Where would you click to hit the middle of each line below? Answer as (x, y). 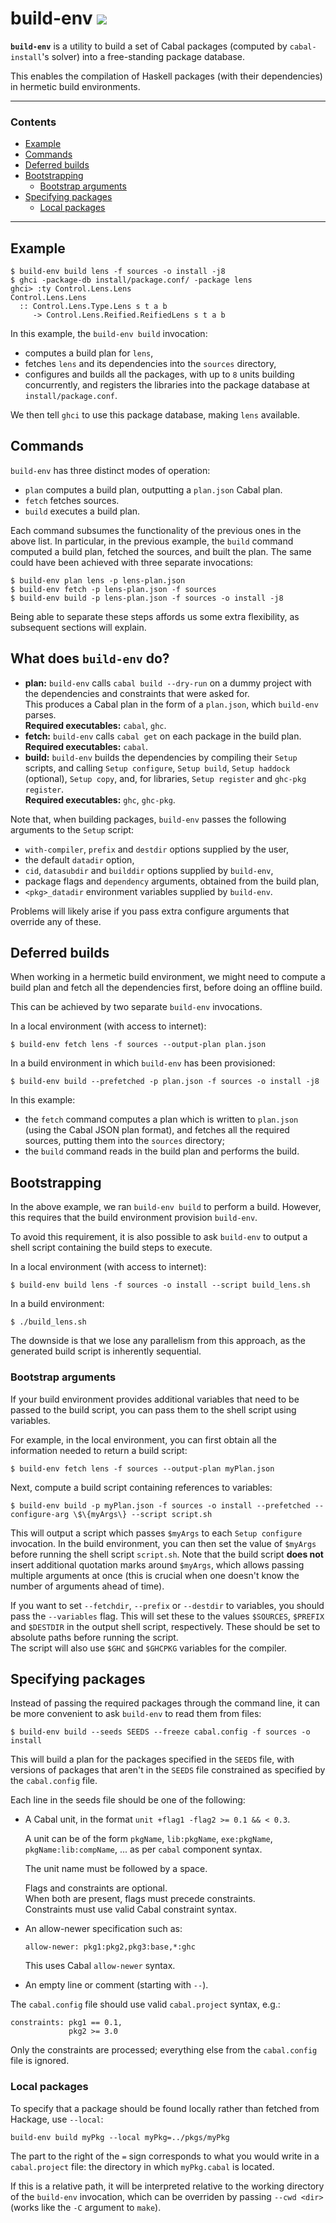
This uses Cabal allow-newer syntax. (100, 1966)
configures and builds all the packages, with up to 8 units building (159, 374)
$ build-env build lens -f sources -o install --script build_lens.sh (160, 1285)
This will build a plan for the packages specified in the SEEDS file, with (152, 1759)
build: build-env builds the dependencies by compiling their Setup (161, 757)
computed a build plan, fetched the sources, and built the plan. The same (161, 551)
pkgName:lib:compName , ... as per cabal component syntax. (143, 1849)
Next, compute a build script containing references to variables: (141, 1487)
